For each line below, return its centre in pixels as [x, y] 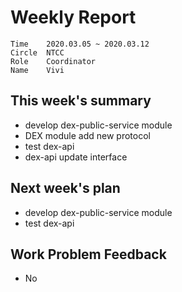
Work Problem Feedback [88, 254]
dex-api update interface [76, 157]
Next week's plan [65, 188]
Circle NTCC [37, 52]
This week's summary [81, 101]
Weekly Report [73, 17]
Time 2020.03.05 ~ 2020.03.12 [80, 44]
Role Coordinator [53, 61]
